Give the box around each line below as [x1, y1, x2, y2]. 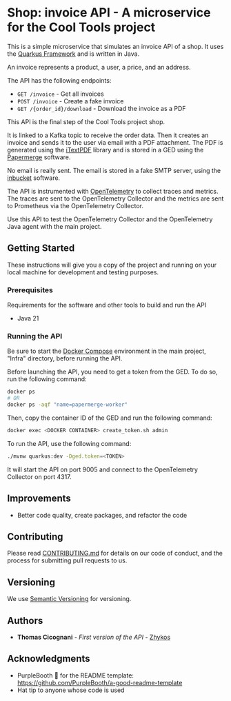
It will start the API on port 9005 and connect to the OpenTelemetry [7, 465, 199, 474]
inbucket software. [7, 174, 61, 182]
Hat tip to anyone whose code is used [17, 686, 125, 694]
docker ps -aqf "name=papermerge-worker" [7, 401, 128, 408]
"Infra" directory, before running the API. [7, 354, 123, 363]
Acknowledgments [7, 653, 91, 664]
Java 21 [17, 314, 39, 323]
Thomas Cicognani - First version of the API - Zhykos [17, 633, 171, 641]
